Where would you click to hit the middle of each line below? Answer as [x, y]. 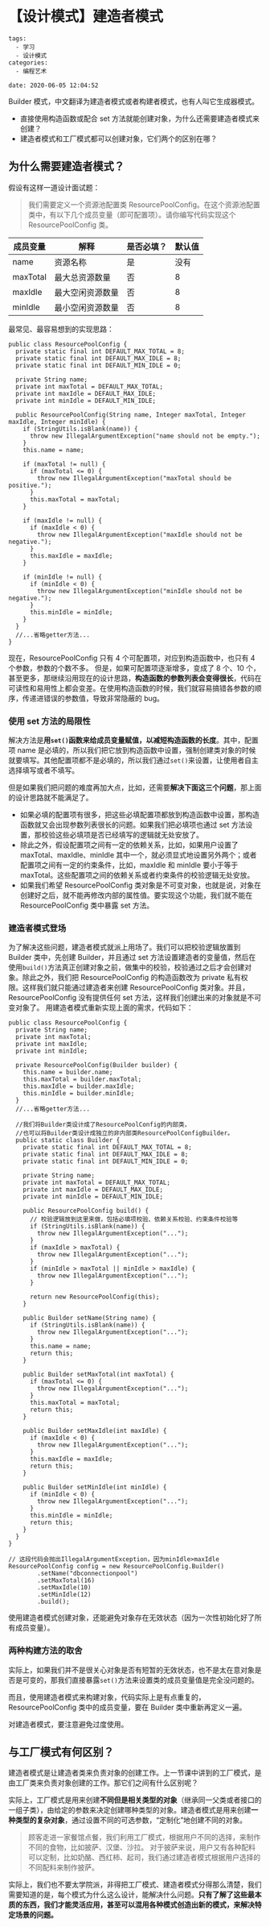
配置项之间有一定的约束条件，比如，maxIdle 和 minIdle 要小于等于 [129, 865]
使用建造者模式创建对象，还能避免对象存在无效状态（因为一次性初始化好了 [131, 1618]
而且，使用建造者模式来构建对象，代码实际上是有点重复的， [107, 1697]
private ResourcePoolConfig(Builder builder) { [97, 1065]
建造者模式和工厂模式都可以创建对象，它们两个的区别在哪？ [119, 139]
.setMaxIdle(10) [64, 1588]
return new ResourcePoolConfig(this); [94, 1297]
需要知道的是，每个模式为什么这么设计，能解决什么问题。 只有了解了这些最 [131, 1895]
